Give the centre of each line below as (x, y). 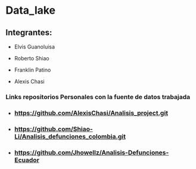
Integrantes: (29, 33)
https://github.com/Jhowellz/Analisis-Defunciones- (91, 152)
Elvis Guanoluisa (34, 47)
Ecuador (27, 160)
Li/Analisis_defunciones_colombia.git (70, 136)
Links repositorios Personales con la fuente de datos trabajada (98, 97)
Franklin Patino (32, 70)
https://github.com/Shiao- (53, 129)
